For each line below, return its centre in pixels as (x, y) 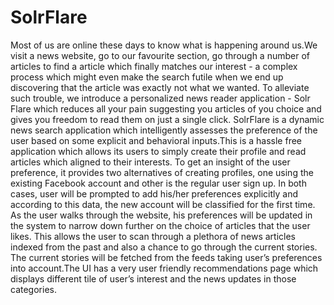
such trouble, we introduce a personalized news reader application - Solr (160, 98)
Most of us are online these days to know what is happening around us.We (164, 45)
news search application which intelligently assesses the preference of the (164, 130)
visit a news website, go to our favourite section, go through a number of (160, 55)
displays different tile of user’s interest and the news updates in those (153, 278)
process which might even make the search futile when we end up (147, 77)
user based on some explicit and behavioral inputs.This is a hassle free (156, 140)
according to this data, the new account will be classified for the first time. (163, 204)
